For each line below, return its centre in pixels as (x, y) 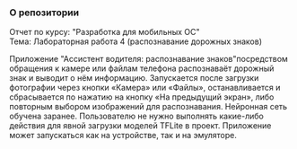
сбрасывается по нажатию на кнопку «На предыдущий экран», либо (142, 97)
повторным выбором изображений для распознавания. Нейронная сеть (148, 107)
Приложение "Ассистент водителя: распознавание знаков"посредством (149, 59)
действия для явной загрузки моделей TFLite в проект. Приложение (140, 126)
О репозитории (44, 13)
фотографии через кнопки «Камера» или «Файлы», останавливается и (145, 88)
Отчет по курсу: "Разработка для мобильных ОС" (105, 32)
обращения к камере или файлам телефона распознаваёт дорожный (142, 68)
